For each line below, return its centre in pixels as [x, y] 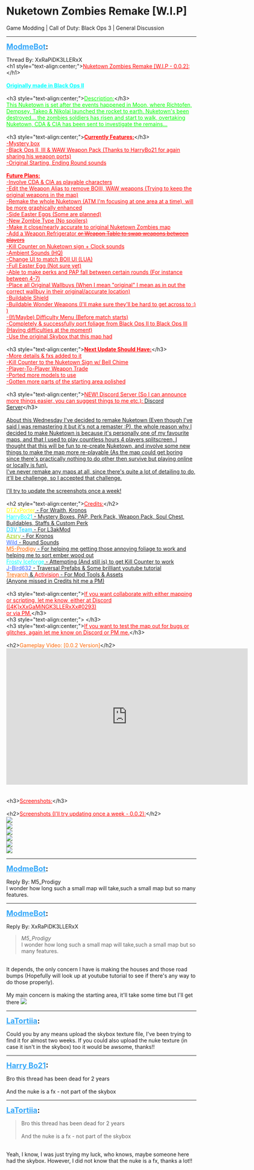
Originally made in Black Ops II [45, 85]
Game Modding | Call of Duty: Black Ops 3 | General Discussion [85, 28]
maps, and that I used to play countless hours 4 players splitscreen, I [92, 439]
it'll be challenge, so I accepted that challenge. [64, 478]
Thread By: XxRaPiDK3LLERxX [44, 59]
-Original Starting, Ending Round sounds [56, 162]
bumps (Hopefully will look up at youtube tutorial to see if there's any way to [101, 976]
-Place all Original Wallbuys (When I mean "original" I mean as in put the [96, 285]
